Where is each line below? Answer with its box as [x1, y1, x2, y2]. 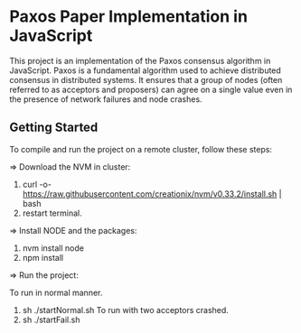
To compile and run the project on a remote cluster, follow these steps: [9, 143, 273, 154]
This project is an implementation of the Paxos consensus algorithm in [9, 55, 271, 66]
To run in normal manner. [9, 287, 103, 298]
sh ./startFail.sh [22, 314, 80, 325]
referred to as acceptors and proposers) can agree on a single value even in [9, 84, 293, 95]
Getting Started [9, 120, 99, 135]
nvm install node [22, 242, 84, 254]
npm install [22, 252, 64, 263]
